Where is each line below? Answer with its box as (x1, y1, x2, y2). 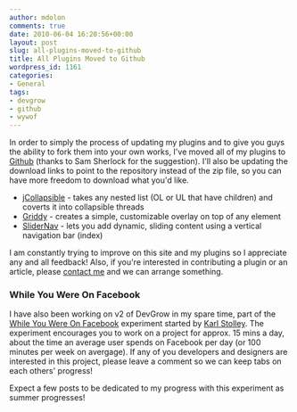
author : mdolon (9, 12, 66, 22)
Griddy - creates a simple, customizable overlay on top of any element (21, 211, 281, 222)
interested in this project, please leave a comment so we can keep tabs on (9, 356, 283, 367)
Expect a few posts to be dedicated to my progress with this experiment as (9, 383, 285, 393)
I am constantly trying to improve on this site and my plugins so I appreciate (9, 247, 287, 259)
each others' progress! (9, 366, 94, 376)
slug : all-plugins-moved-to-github (9, 46, 142, 55)
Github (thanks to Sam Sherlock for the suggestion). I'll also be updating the (9, 156, 288, 167)
